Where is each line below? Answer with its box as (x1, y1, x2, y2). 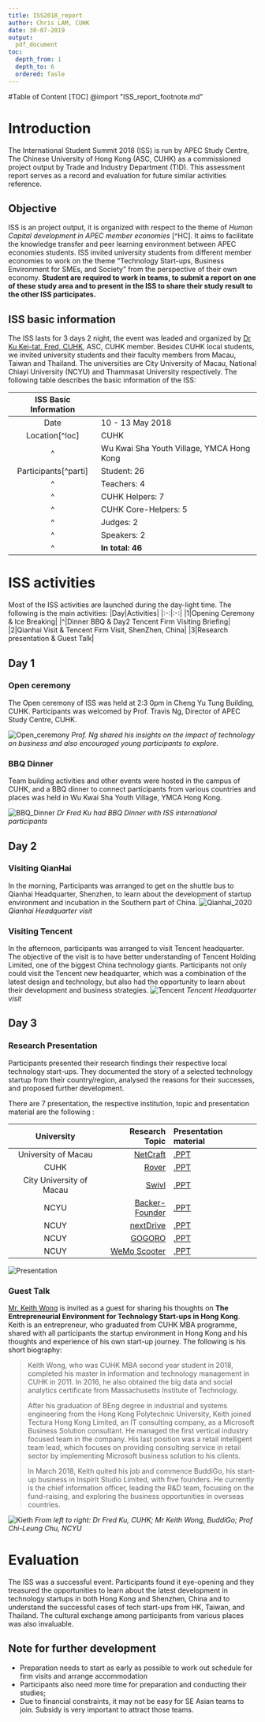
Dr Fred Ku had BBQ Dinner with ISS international (56, 808, 217, 818)
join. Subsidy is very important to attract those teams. (19, 1705, 194, 1714)
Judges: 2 (101, 517, 139, 528)
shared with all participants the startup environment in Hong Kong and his (8, 1329, 248, 1338)
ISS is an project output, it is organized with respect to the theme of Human (8, 222, 253, 233)
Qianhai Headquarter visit (8, 906, 93, 915)
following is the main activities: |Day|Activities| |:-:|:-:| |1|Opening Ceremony (8, 609, 255, 618)
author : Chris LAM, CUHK (8, 19, 90, 27)
